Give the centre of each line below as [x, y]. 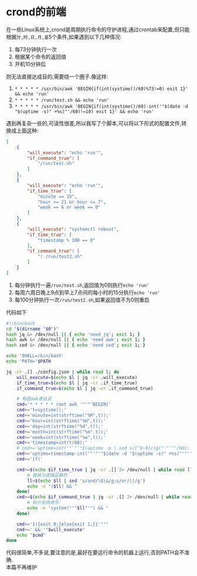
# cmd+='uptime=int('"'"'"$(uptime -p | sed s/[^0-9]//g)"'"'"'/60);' [105, 448]
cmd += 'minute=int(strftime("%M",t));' [64, 415]
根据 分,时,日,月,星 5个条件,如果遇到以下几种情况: [64, 36]
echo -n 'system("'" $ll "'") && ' [68, 508]
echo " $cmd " [31, 535]
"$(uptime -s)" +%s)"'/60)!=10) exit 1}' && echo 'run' [84, 111]
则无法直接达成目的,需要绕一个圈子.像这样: [57, 76]
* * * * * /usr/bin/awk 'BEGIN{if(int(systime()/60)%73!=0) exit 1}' [101, 89]
